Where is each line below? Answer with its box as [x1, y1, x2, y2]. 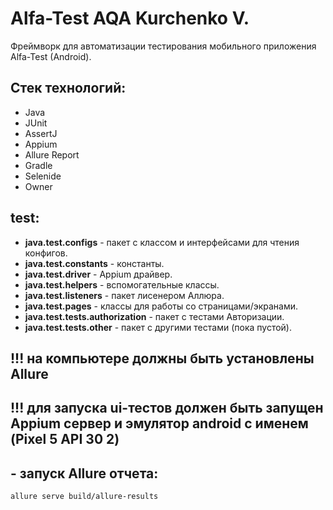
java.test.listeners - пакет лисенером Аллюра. [24, 289, 225, 301]
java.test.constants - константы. [24, 257, 165, 269]
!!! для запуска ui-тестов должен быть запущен [10, 400, 324, 417]
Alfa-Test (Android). [10, 50, 92, 62]
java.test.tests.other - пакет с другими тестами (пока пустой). [24, 321, 292, 333]
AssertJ [24, 127, 58, 139]
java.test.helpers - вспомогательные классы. [24, 278, 220, 291]
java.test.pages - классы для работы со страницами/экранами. [24, 300, 299, 312]
